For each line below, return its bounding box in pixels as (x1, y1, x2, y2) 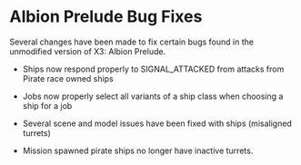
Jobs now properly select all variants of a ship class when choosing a (22, 91, 284, 102)
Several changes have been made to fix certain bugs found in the (9, 36, 255, 47)
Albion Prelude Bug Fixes (9, 6, 203, 27)
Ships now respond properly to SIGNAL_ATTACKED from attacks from (22, 63, 285, 74)
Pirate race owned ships (22, 73, 114, 83)
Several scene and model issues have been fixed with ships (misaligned (22, 118, 293, 129)
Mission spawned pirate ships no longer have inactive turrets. (22, 145, 254, 156)
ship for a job (22, 100, 73, 111)
